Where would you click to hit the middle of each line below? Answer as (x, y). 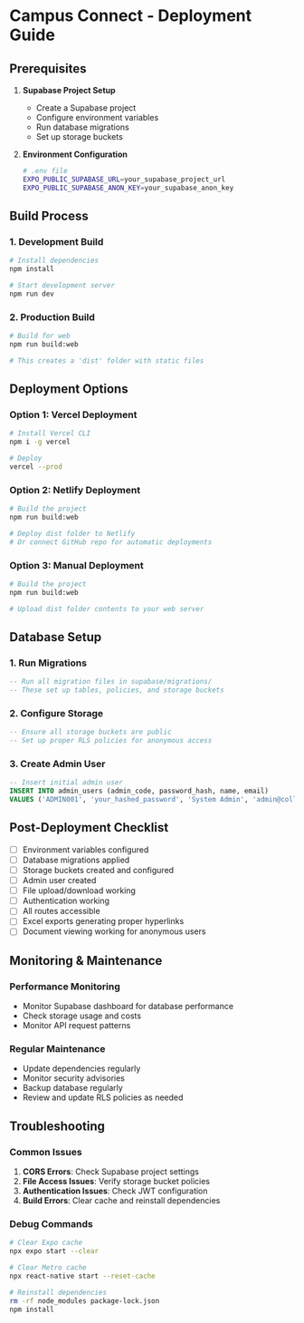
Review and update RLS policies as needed (103, 1097)
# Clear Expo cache (46, 1243)
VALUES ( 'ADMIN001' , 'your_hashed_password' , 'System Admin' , (129, 800)
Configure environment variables (97, 117)
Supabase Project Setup (69, 90)
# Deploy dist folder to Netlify (72, 533)
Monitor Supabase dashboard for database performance (128, 1007)
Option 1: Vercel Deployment (73, 415)
